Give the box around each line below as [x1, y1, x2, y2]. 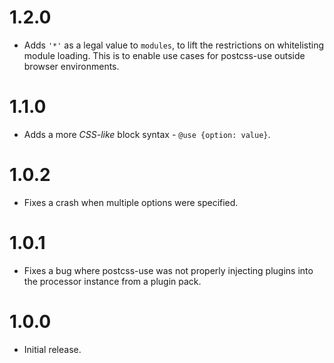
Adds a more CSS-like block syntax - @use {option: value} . [23, 128, 271, 140]
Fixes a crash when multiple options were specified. [23, 196, 239, 208]
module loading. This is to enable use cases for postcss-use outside [23, 49, 306, 61]
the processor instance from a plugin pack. [23, 275, 202, 287]
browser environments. [23, 60, 120, 72]
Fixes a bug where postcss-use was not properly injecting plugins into [23, 264, 314, 276]
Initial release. [23, 343, 82, 355]
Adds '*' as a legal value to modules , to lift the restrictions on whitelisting [23, 39, 324, 51]
